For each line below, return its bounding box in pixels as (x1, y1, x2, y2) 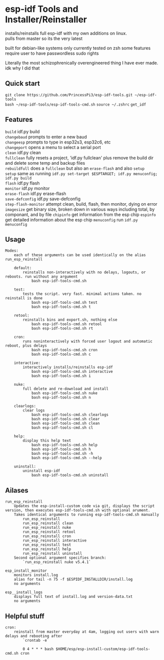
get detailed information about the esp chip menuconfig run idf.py (5, 217, 138, 222)
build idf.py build (5, 128, 40, 134)
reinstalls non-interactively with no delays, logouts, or (23, 270, 146, 275)
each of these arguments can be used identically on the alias (14, 253, 146, 257)
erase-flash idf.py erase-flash (5, 190, 66, 196)
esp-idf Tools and (5, 3, 79, 15)
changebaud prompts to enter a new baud (5, 134, 87, 140)
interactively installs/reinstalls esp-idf (23, 365, 113, 370)
